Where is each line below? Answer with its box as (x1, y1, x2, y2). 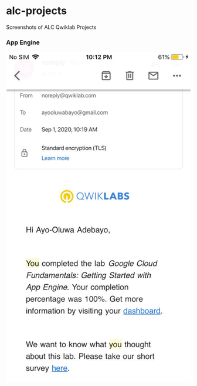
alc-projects (6, 4, 67, 18)
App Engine (6, 38, 40, 46)
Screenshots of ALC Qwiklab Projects (6, 24, 97, 31)
